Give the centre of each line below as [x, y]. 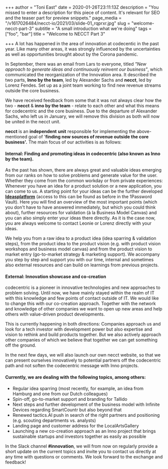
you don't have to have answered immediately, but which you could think [80, 207]
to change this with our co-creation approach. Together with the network [81, 303]
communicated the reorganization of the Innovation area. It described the [81, 74]
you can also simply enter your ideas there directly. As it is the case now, [80, 218]
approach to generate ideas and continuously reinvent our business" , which [84, 69]
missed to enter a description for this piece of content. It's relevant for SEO [83, 13]
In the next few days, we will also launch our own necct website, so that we [83, 355]
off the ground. [21, 345]
